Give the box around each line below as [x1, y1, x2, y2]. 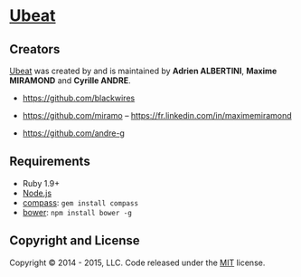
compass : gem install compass [22, 196, 138, 208]
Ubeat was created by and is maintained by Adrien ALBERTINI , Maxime [9, 65, 277, 76]
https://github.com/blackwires [22, 92, 136, 103]
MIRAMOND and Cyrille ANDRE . [9, 75, 131, 86]
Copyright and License [9, 233, 140, 249]
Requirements [9, 154, 90, 169]
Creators [9, 42, 61, 57]
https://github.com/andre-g [22, 128, 125, 138]
